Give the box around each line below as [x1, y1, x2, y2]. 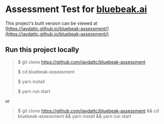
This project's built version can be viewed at [5, 20, 98, 26]
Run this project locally [5, 45, 79, 54]
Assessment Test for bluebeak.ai [5, 4, 147, 15]
